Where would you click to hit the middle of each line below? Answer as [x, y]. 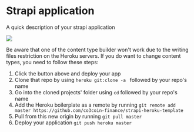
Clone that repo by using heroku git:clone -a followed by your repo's [101, 80]
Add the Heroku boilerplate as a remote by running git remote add [95, 105]
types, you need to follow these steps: [52, 62]
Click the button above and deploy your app [68, 73]
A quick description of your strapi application [61, 27]
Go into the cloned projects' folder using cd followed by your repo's [96, 92]
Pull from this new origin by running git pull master [78, 116]
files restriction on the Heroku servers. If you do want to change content [93, 56]
